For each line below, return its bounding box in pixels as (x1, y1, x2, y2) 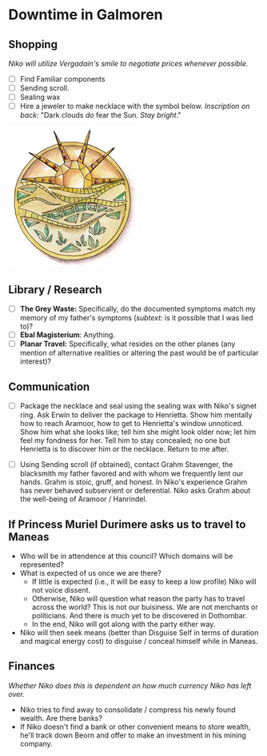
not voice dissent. (31, 585, 91, 594)
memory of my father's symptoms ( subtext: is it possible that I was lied (19, 313, 253, 323)
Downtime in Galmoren (8, 6, 164, 24)
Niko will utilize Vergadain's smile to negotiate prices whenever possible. (8, 58, 249, 68)
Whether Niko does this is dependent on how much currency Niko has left (8, 681, 252, 690)
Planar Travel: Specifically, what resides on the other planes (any (19, 339, 236, 349)
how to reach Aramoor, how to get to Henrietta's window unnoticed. (19, 419, 244, 428)
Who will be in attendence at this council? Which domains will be (19, 551, 233, 561)
